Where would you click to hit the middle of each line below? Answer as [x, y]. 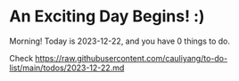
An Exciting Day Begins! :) [107, 16]
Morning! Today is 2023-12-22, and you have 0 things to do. [119, 41]
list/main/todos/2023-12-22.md [67, 68]
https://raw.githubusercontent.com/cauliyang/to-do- [132, 58]
